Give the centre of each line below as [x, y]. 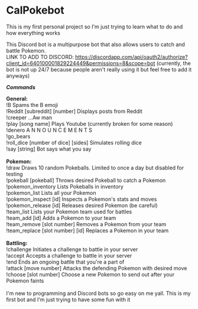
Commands [21, 87]
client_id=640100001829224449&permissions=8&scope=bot [81, 63]
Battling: [17, 243]
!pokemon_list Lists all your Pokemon [51, 193]
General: [17, 99]
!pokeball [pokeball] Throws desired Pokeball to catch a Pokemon [86, 180]
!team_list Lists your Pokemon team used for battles [69, 212]
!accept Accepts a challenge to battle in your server [69, 255]
